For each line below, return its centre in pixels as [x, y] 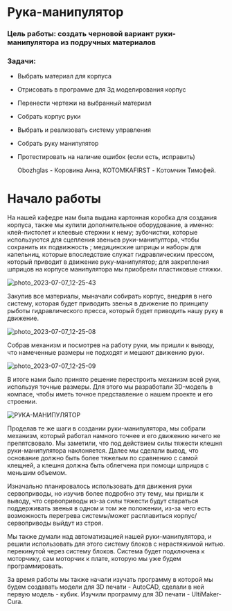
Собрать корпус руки [49, 117]
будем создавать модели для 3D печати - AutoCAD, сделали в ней [106, 587]
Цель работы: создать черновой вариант [81, 34]
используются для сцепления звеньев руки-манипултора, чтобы [103, 240]
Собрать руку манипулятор [58, 144]
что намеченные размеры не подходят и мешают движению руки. [106, 353]
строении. [22, 402]
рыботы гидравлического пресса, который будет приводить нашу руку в [115, 311]
